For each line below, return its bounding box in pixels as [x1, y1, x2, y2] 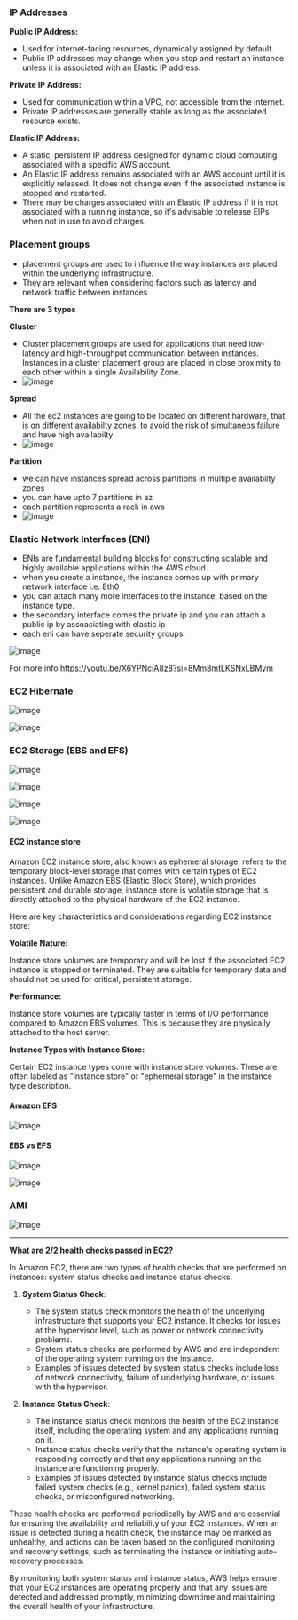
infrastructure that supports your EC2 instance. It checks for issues [35, 1316, 281, 1326]
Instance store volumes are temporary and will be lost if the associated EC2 [9, 955, 286, 965]
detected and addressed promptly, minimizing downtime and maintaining [9, 1592, 276, 1602]
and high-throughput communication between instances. [51, 348, 259, 358]
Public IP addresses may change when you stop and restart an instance [21, 53, 285, 64]
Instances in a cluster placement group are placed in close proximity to [21, 357, 282, 367]
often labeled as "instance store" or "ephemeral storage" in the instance [9, 1071, 273, 1081]
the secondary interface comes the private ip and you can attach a [21, 609, 266, 620]
